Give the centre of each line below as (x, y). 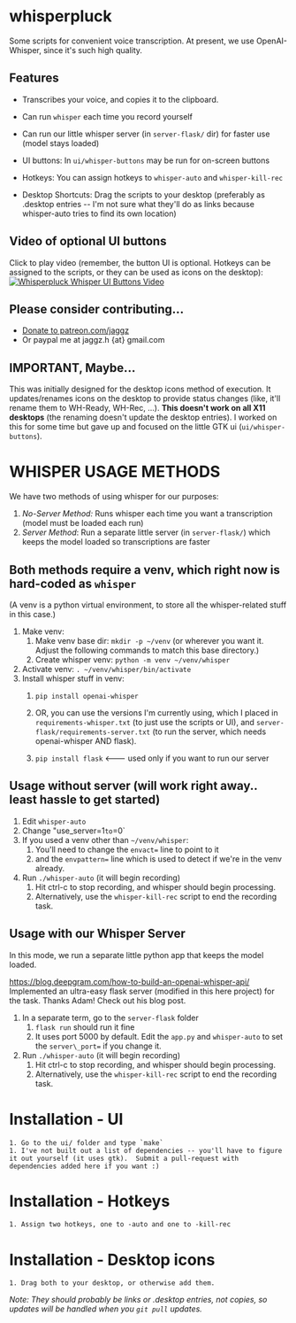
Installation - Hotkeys (90, 1201)
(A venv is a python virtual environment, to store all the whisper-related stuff (148, 605)
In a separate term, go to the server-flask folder (110, 1017)
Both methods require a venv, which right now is (145, 570)
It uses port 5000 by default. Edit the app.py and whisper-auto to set (159, 1036)
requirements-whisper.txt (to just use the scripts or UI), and (144, 722)
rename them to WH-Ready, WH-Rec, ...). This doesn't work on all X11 (137, 408)
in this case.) (32, 614)
